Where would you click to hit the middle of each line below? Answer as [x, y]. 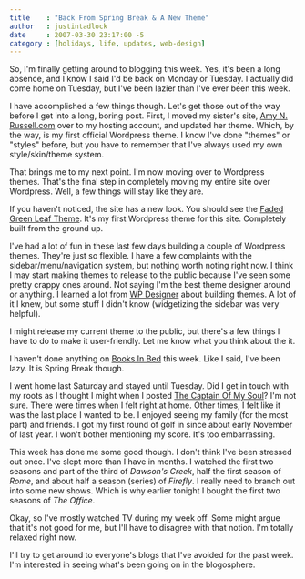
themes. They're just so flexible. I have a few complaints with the [131, 256]
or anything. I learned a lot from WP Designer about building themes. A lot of [153, 295]
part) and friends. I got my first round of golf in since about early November [151, 425]
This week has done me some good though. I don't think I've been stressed [151, 452]
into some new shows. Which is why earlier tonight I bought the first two [145, 491]
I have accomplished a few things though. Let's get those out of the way [145, 107]
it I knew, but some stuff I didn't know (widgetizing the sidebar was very [144, 304]
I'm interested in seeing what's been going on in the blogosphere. [132, 564]
